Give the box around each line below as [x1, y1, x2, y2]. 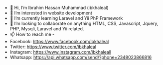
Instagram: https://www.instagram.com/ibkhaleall [9, 49, 111, 55]
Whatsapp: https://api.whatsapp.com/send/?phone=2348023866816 [9, 55, 152, 60]
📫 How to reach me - [9, 31, 55, 37]
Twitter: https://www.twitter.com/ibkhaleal [9, 44, 96, 50]
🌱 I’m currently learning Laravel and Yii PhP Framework [9, 15, 123, 21]
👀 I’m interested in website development [9, 10, 92, 16]
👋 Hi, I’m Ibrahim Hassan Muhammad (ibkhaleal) [9, 5, 109, 10]
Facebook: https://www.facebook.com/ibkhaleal [9, 39, 109, 44]
